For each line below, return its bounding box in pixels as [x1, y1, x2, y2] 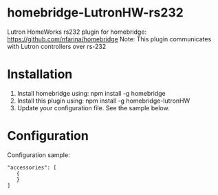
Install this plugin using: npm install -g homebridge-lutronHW [17, 96, 190, 105]
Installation [7, 67, 73, 82]
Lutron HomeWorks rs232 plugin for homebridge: [7, 28, 146, 36]
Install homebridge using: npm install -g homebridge [17, 89, 166, 97]
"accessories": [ [7, 164, 57, 171]
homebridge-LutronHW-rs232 [7, 5, 184, 21]
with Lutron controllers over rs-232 [7, 42, 107, 50]
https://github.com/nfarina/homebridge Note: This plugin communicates [7, 34, 212, 43]
